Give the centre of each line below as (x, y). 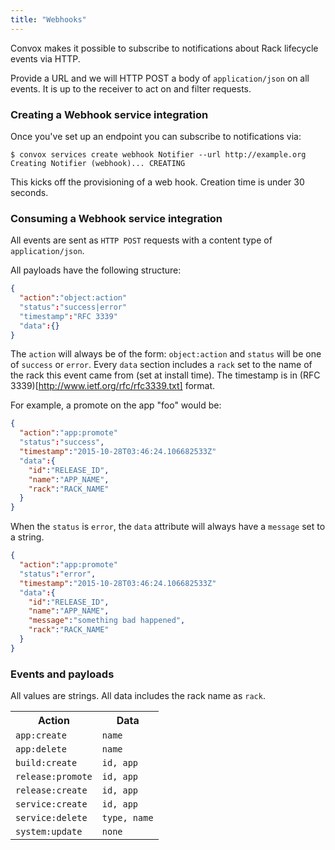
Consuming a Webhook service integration (116, 218)
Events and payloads (62, 674)
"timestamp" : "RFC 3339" (68, 316)
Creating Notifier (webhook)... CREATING (98, 163)
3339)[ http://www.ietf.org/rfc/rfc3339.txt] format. (113, 386)
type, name (127, 818)
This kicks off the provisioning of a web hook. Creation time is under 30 (157, 182)
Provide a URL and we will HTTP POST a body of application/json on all (160, 78)
